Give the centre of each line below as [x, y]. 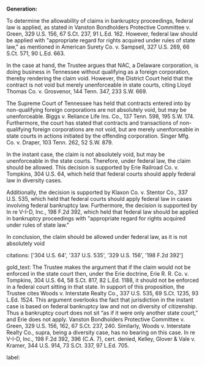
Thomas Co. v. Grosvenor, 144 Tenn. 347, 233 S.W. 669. [77, 91]
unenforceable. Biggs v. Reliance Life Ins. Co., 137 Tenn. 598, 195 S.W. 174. [100, 116]
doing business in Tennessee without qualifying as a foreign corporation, [98, 72]
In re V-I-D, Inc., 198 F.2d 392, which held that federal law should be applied [102, 212]
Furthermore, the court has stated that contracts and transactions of [92, 123]
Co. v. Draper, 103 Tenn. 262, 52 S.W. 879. [60, 142]
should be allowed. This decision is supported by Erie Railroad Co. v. [93, 167]
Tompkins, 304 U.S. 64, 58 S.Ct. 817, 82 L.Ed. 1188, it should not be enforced [102, 280]
